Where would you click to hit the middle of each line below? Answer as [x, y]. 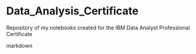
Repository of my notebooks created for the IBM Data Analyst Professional [98, 28]
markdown [19, 46]
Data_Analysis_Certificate [73, 11]
